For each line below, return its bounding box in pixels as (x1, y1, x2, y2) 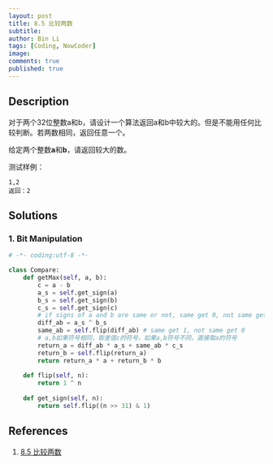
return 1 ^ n (37, 379, 82, 388)
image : (8, 49, 31, 58)
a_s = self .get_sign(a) (37, 289, 118, 297)
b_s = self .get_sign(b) (37, 296, 118, 304)
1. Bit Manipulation (8, 233, 83, 244)
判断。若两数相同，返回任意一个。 (15, 127, 130, 137)
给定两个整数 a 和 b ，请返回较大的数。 (8, 144, 132, 154)
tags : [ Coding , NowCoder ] (8, 42, 96, 50)
